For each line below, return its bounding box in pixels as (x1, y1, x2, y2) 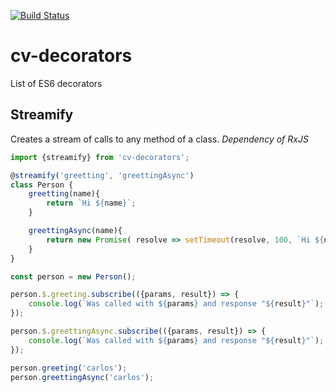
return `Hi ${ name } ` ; (46, 198, 137, 209)
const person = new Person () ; (10, 271, 137, 282)
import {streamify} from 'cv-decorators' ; (10, 152, 190, 162)
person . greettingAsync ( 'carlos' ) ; (10, 372, 155, 382)
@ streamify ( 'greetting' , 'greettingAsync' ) (10, 170, 195, 180)
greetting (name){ (28, 189, 101, 199)
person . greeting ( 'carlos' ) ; (10, 363, 128, 373)
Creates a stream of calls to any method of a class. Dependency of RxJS (10, 133, 309, 145)
